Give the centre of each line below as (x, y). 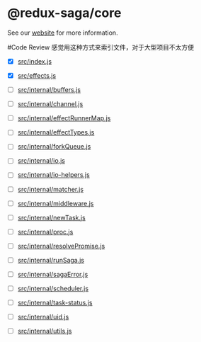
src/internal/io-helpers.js (53, 175)
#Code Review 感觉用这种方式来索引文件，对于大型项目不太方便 (101, 47)
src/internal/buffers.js (49, 90)
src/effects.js (37, 75)
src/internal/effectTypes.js (56, 132)
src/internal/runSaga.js (51, 260)
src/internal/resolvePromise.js (61, 246)
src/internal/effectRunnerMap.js (64, 118)
